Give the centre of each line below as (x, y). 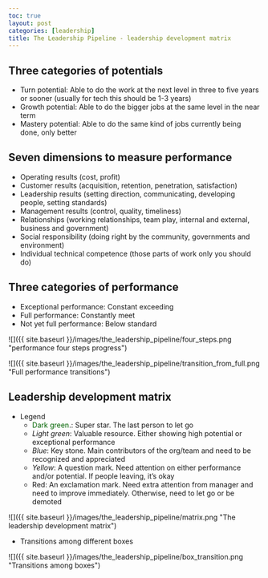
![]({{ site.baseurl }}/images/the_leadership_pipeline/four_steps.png (120, 339)
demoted (47, 501)
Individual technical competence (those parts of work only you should (135, 253)
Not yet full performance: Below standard (88, 323)
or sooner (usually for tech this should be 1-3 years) (106, 99)
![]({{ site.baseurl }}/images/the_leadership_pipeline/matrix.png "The (122, 517)
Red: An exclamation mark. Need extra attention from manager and (142, 484)
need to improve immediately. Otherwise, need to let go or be (133, 493)
